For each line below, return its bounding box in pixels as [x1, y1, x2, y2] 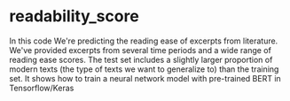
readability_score [9, 6, 139, 27]
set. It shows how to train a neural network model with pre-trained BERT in [9, 73, 281, 83]
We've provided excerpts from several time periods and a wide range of [9, 44, 272, 55]
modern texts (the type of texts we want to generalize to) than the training [9, 64, 279, 74]
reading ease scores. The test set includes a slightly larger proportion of [9, 54, 273, 65]
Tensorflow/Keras [9, 82, 74, 93]
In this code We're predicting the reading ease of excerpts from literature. [9, 35, 278, 46]
